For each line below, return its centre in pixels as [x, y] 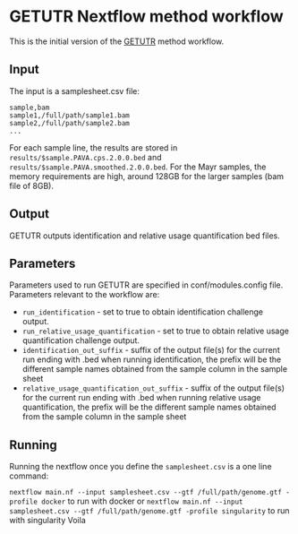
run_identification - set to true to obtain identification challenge [143, 312]
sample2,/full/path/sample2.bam [69, 123]
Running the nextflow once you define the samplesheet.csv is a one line [140, 467]
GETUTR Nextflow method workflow [146, 17]
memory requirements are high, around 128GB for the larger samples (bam [147, 176]
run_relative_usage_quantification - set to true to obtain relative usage [155, 331]
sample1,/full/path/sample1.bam [69, 115]
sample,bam [30, 108]
